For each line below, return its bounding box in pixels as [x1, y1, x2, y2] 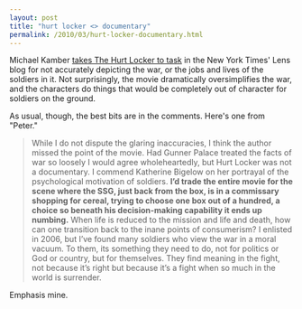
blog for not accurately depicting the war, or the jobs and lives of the [9, 64, 264, 75]
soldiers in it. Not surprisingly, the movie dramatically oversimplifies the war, [9, 74, 293, 85]
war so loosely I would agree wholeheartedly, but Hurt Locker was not [31, 157, 292, 168]
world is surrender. [31, 272, 102, 283]
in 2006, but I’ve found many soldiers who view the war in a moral [31, 234, 277, 245]
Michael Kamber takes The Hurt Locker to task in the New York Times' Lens [9, 55, 291, 66]
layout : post [9, 13, 59, 23]
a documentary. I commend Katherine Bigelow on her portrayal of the [31, 166, 289, 177]
